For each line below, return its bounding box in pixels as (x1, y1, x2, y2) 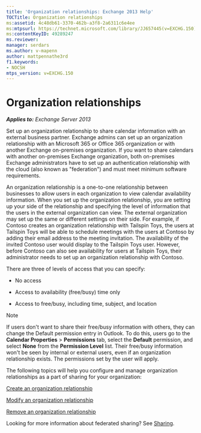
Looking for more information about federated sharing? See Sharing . (6, 420, 175, 427)
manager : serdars (6, 43, 50, 49)
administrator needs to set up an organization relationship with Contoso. (6, 254, 184, 261)
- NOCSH (6, 64, 26, 71)
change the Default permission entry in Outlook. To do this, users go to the (6, 330, 190, 337)
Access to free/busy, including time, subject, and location (14, 300, 157, 308)
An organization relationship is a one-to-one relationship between (6, 184, 169, 191)
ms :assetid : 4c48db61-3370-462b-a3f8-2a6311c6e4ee (6, 20, 135, 26)
